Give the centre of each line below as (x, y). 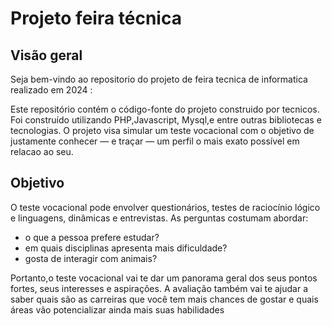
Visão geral (46, 55)
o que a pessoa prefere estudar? (92, 237)
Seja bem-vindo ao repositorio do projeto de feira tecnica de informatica (159, 79)
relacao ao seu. (42, 151)
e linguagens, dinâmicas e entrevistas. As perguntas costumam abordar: (159, 218)
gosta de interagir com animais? (91, 258)
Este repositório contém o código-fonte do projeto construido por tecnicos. (165, 109)
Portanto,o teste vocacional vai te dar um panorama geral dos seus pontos (164, 278)
